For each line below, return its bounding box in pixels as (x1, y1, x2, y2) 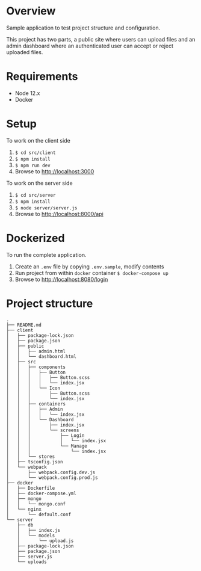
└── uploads (17, 558, 47, 565)
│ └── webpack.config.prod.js (6, 474, 98, 481)
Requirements (6, 70, 78, 84)
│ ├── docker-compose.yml (6, 490, 77, 496)
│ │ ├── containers (6, 401, 66, 407)
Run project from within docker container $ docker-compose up (14, 269, 169, 276)
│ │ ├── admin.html (6, 348, 66, 354)
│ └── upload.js (17, 537, 74, 544)
